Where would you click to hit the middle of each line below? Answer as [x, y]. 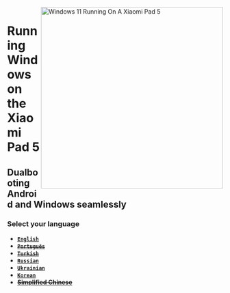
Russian [28, 261]
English [28, 239]
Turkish [28, 253]
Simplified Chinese [45, 282]
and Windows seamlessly [71, 204]
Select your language [43, 223]
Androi [22, 194]
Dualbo [23, 172]
